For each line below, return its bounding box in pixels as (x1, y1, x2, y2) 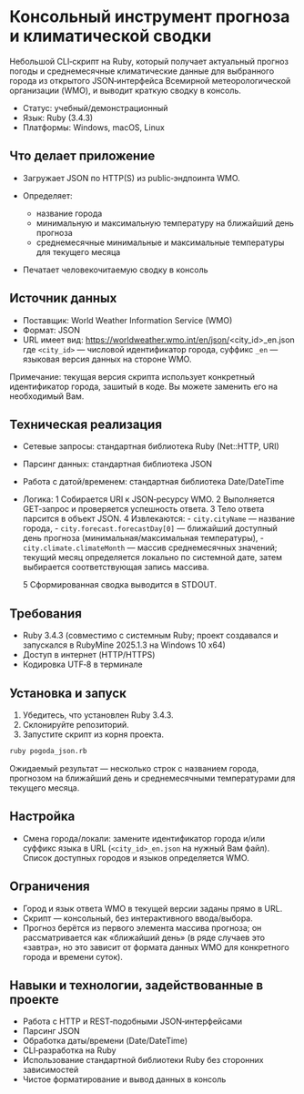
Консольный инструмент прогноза (9, 6, 290, 27)
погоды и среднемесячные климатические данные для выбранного (9, 66, 275, 77)
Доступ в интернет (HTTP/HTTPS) (22, 649, 156, 660)
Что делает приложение (9, 148, 156, 164)
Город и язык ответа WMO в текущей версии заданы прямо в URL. (22, 903, 283, 914)
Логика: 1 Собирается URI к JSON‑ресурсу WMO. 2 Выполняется (22, 494, 275, 505)
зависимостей (22, 1064, 79, 1076)
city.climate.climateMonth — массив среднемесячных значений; (22, 542, 278, 553)
